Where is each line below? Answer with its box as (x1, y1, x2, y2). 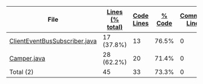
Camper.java (9, 54, 45, 62)
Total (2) (9, 68, 34, 76)
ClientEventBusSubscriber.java (9, 37, 97, 45)
